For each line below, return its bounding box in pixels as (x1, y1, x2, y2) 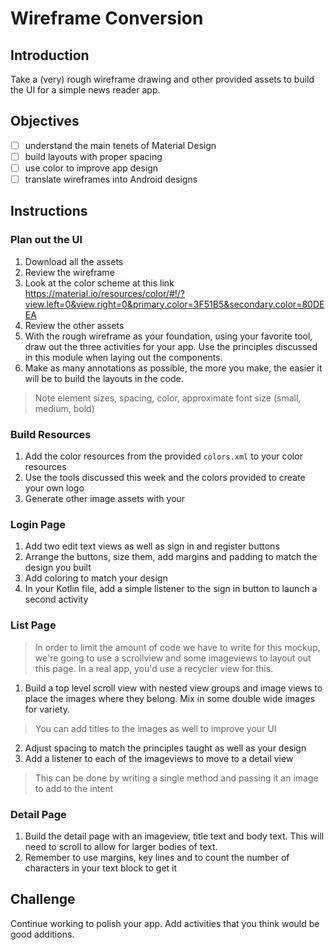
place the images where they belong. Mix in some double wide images (24, 692, 316, 704)
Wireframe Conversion (10, 7, 204, 30)
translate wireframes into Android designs (24, 173, 198, 185)
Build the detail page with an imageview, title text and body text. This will (24, 830, 325, 842)
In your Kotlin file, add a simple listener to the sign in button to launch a (24, 583, 318, 595)
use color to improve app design (24, 162, 159, 174)
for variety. (24, 703, 70, 715)
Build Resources (10, 427, 92, 441)
